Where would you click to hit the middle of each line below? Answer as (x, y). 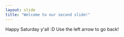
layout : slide (20, 10)
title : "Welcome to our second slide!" (48, 15)
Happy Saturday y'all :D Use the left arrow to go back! (62, 29)
